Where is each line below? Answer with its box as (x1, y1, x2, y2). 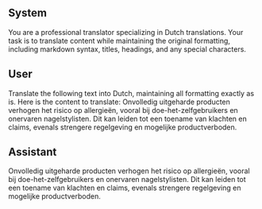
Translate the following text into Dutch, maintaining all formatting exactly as (8, 88, 255, 98)
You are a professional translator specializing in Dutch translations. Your (8, 27, 244, 37)
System (8, 6, 48, 20)
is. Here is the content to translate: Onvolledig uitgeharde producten (8, 97, 230, 106)
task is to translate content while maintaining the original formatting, (8, 36, 230, 45)
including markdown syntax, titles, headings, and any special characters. (8, 44, 246, 54)
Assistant (8, 145, 57, 159)
